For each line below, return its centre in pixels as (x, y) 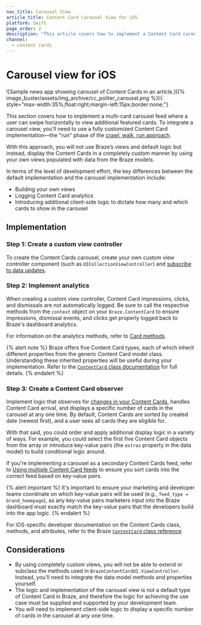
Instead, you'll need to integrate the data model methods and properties (103, 577)
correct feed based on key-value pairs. (54, 476)
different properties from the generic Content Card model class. (85, 354)
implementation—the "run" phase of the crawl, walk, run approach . (89, 135)
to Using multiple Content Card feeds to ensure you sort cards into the (93, 470)
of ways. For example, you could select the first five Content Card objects (97, 439)
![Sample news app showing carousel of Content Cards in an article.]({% (96, 91)
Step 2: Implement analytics (48, 286)
